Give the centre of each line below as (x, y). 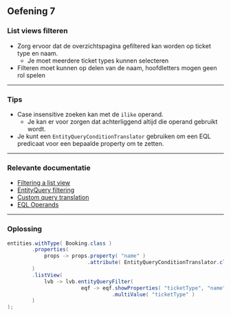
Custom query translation (53, 197)
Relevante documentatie (49, 168)
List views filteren (37, 31)
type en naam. (37, 53)
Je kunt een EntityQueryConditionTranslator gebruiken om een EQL (114, 136)
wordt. (36, 129)
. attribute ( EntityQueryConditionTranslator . (153, 263)
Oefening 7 (31, 11)
